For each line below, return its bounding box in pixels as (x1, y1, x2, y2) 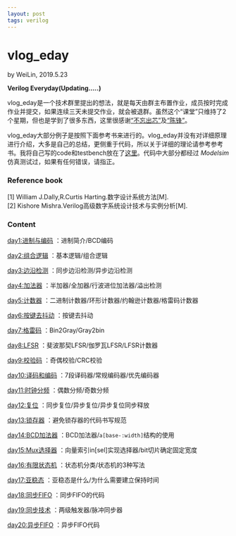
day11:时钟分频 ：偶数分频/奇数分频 (7, 386, 109, 394)
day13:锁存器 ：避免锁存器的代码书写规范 (7, 416, 127, 425)
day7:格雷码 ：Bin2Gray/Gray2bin (7, 326, 105, 335)
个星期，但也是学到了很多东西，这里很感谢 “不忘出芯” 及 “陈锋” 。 (7, 116, 192, 125)
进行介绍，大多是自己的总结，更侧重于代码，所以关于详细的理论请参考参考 (7, 140, 223, 149)
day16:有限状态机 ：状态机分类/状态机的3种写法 (7, 461, 146, 469)
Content (7, 219, 37, 229)
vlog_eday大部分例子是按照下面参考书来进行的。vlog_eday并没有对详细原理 (7, 131, 227, 139)
